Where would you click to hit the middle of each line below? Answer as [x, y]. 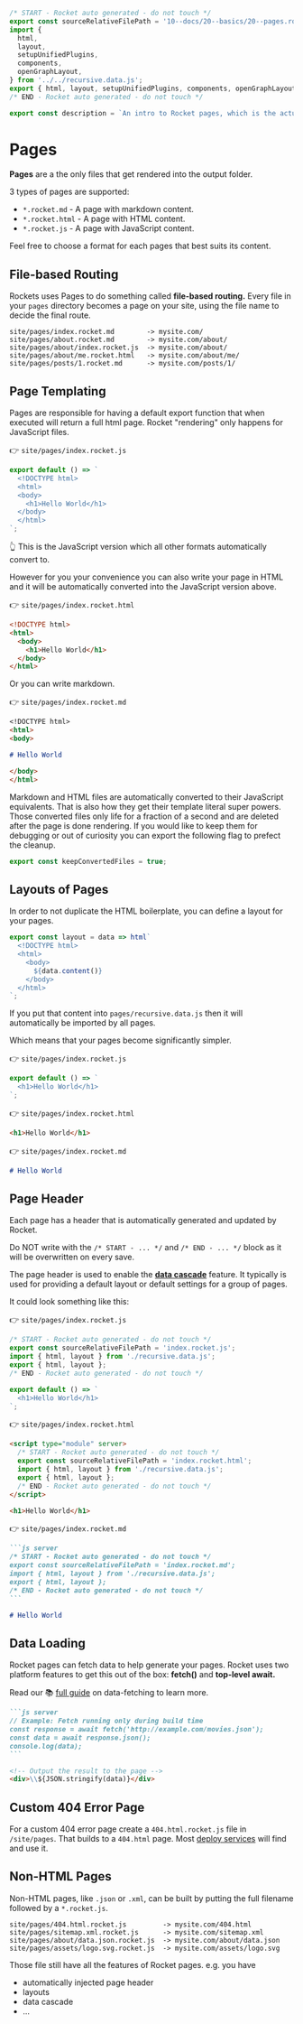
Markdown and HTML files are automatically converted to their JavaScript [147, 797]
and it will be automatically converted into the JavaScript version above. [143, 587]
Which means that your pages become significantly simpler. [120, 1040]
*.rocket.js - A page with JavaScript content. [108, 228]
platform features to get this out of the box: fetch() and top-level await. [142, 1675]
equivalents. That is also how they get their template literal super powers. [145, 806]
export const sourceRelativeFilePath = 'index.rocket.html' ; [135, 1461]
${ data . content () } [68, 970]
